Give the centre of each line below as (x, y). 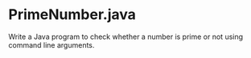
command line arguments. (51, 44)
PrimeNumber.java (72, 15)
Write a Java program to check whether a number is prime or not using (126, 37)
